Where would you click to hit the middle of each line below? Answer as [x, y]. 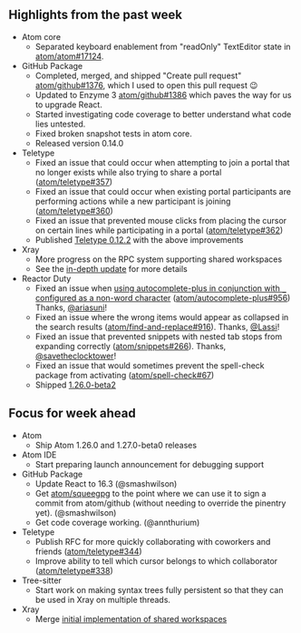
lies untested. [60, 124]
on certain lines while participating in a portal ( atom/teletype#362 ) [159, 230]
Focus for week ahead [73, 413]
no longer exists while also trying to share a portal [128, 172]
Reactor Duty [46, 278]
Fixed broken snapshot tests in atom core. [113, 133]
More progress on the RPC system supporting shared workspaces [159, 259]
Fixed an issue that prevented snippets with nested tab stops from [159, 337]
